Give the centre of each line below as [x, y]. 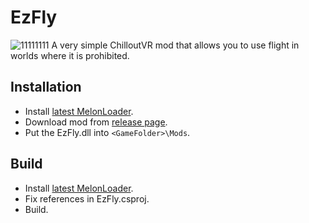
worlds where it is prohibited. [70, 55]
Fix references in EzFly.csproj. [87, 198]
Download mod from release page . [96, 122]
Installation [46, 87]
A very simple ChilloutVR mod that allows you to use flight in [175, 45]
